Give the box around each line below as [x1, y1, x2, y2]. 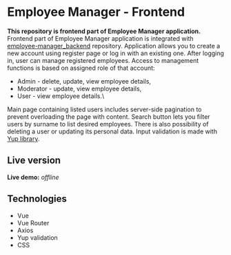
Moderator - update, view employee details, [17, 84, 142, 93]
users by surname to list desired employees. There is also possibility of [7, 120, 209, 128]
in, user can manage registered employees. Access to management [7, 56, 199, 64]
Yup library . [7, 134, 40, 142]
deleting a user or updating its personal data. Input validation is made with [7, 127, 217, 135]
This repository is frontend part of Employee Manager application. [7, 27, 201, 35]
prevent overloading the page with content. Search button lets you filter [7, 112, 210, 121]
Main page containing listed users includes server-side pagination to [7, 105, 202, 113]
